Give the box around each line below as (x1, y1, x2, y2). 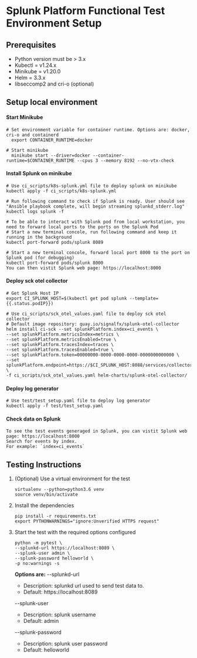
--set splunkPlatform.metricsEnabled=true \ (6, 337, 117, 342)
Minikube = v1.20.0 (14, 68, 61, 74)
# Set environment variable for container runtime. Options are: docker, (6, 127, 191, 133)
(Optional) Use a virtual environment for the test (14, 475, 130, 482)
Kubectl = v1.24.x (14, 62, 57, 69)
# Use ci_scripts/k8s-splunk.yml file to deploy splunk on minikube (6, 183, 177, 189)
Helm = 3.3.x (14, 74, 46, 81)
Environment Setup (6, 16, 102, 30)
